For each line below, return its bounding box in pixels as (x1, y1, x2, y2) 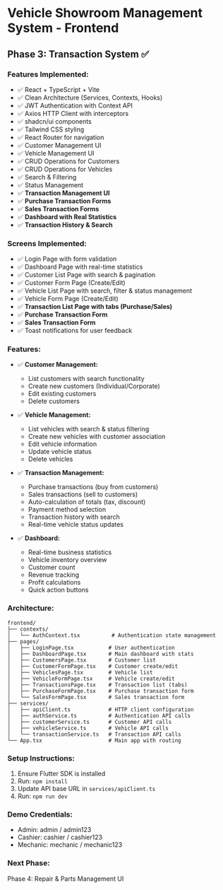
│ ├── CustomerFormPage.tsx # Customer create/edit (7, 662, 179, 669)
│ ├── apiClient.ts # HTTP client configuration (7, 705, 194, 713)
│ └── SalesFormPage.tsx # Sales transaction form (7, 693, 185, 701)
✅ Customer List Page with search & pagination (17, 271, 156, 279)
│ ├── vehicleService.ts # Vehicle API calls (7, 725, 169, 732)
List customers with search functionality (28, 375, 145, 383)
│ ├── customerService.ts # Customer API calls (7, 718, 172, 725)
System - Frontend (7, 20, 119, 36)
